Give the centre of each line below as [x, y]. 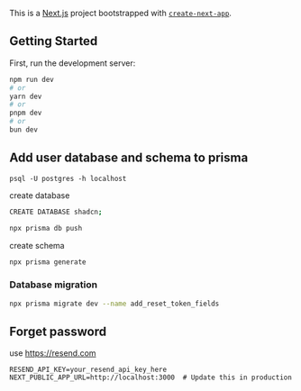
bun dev [24, 130]
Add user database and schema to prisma [129, 158]
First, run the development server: [73, 63]
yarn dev [26, 96]
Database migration [53, 285]
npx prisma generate [48, 262]
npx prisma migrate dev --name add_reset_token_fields [114, 304]
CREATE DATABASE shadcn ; [56, 212]
